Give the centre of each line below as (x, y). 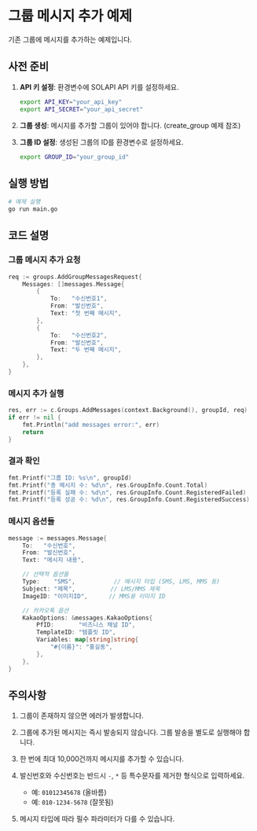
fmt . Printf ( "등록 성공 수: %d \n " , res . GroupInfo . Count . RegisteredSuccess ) (129, 500)
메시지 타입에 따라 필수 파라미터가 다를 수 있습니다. (97, 819)
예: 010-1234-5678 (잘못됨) (72, 802)
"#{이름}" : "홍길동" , (81, 647)
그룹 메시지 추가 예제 (70, 16)
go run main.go (33, 209)
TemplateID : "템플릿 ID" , (76, 632)
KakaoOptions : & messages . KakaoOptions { (88, 618)
